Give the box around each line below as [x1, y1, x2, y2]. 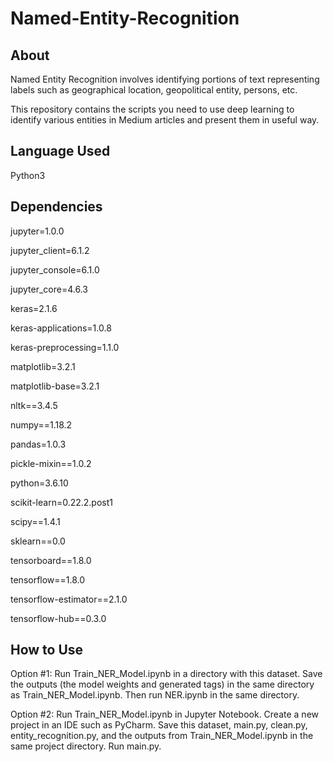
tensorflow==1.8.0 [10, 573, 86, 586]
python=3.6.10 [10, 477, 69, 489]
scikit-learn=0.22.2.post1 [10, 496, 113, 508]
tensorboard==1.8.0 [10, 554, 92, 566]
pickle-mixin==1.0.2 [10, 457, 92, 469]
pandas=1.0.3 [10, 438, 67, 450]
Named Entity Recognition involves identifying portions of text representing [10, 73, 320, 85]
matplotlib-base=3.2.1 [10, 380, 100, 392]
